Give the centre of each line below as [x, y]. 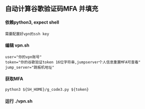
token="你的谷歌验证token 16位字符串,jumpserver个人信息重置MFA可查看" [73, 62]
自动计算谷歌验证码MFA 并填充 [52, 9]
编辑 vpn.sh [17, 45]
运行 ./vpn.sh [19, 101]
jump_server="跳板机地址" [30, 67]
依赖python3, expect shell [32, 22]
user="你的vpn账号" [24, 57]
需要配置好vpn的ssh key [27, 34]
